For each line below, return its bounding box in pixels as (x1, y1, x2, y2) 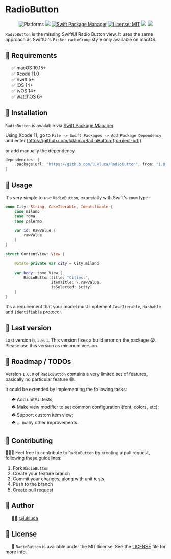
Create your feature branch (12, 471, 70, 477)
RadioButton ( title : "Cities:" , (23, 275, 90, 280)
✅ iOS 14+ (11, 82, 33, 88)
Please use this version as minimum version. (5, 343, 99, 349)
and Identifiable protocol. (5, 309, 62, 315)
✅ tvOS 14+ (11, 88, 36, 94)
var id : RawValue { (14, 228, 56, 233)
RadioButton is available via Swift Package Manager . (5, 122, 115, 128)
